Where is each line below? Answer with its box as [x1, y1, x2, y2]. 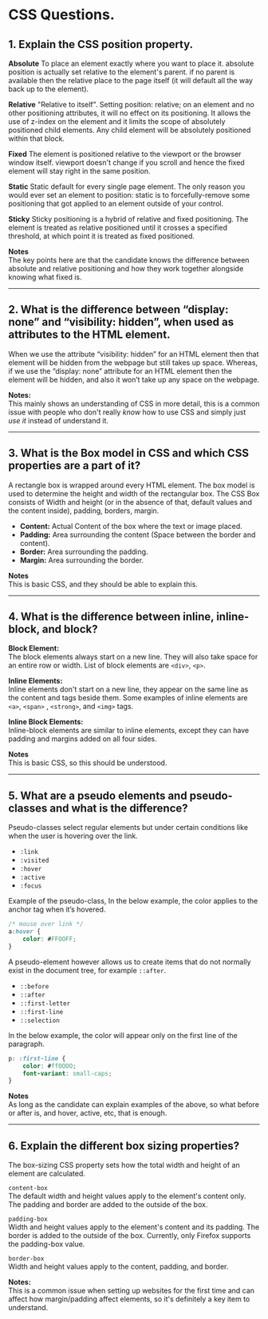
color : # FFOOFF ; [22, 935, 77, 943]
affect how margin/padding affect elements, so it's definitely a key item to [8, 1294, 250, 1304]
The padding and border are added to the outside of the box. [8, 1200, 208, 1209]
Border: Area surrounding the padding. [19, 547, 149, 556]
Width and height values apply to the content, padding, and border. [8, 1262, 229, 1272]
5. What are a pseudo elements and [8, 788, 187, 802]
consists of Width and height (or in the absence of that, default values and [8, 497, 253, 507]
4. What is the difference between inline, [8, 610, 215, 623]
